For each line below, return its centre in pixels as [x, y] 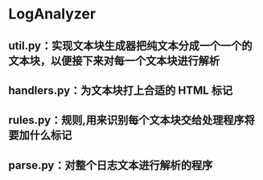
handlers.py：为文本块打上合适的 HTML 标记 [121, 90]
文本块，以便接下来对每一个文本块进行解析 [114, 61]
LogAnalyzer [52, 14]
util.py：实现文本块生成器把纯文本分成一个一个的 [130, 45]
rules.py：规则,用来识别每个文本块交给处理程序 [127, 120]
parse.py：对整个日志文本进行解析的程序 [111, 165]
